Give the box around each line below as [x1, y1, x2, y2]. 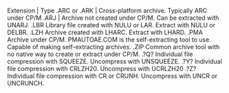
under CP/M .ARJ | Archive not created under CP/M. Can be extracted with [7, 14, 219, 22]
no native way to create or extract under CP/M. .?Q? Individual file [7, 50, 193, 58]
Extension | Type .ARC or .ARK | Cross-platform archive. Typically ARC [7, 7, 208, 14]
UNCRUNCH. [7, 79, 45, 87]
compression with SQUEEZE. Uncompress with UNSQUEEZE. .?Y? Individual [7, 57, 222, 65]
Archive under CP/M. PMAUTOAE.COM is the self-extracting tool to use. [7, 36, 211, 44]
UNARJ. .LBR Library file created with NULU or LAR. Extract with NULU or [7, 21, 216, 29]
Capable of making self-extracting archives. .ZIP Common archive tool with [7, 43, 220, 51]
